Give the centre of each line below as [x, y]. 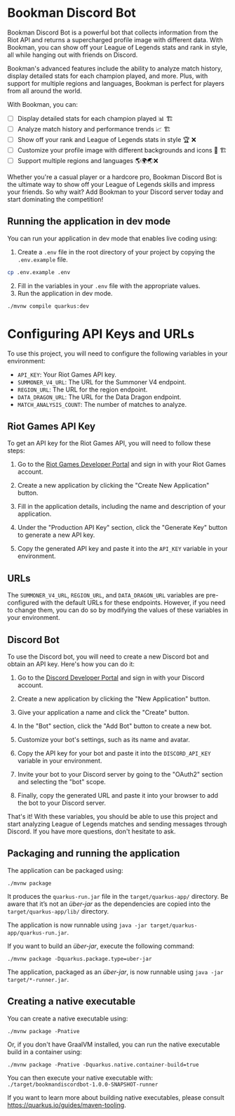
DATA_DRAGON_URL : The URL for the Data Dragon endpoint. [99, 397]
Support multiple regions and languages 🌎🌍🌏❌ [88, 160]
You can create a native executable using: [68, 1018]
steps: [16, 450]
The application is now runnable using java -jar [77, 925]
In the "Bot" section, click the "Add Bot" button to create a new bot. [115, 726]
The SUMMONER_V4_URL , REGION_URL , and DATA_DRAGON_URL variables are [106, 595]
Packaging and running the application [94, 854]
